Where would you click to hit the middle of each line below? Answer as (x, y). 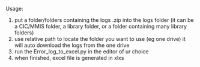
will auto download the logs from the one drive (72, 45)
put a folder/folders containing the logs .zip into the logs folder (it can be (104, 20)
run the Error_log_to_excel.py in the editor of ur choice (81, 52)
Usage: (14, 9)
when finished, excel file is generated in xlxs (69, 58)
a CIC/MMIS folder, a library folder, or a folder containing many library (101, 26)
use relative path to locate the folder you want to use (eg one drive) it (100, 39)
